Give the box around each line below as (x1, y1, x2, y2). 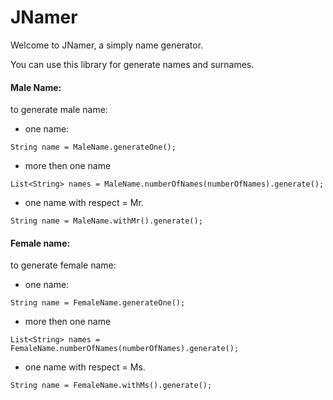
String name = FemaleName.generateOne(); (10, 298, 186, 308)
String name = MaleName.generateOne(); (10, 142, 177, 153)
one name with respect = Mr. (24, 197, 144, 209)
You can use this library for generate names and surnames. (10, 58, 255, 70)
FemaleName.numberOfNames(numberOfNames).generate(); (10, 344, 240, 354)
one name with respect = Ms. (24, 361, 146, 373)
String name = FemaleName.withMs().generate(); (10, 381, 213, 391)
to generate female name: (10, 259, 117, 271)
